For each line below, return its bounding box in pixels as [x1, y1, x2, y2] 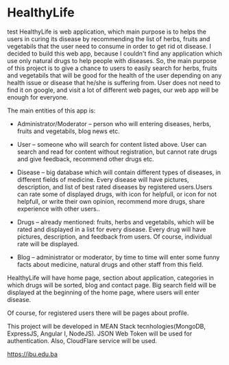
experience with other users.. [16, 204, 101, 213]
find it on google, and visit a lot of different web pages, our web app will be [7, 86, 219, 94]
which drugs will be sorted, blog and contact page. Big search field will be [7, 281, 217, 289]
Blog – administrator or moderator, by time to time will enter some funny [16, 252, 220, 261]
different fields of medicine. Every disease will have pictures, [16, 175, 190, 183]
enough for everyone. [7, 93, 69, 101]
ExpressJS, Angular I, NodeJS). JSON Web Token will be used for [7, 329, 193, 338]
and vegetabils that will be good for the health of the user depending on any [7, 71, 222, 80]
